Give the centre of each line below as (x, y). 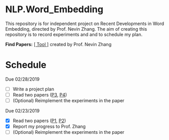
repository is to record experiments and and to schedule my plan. (74, 34)
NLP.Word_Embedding (54, 9)
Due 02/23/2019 (22, 111)
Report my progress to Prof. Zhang (49, 127)
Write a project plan (33, 89)
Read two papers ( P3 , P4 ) (40, 95)
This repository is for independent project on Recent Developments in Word (85, 24)
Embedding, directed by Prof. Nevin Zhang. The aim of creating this (76, 29)
